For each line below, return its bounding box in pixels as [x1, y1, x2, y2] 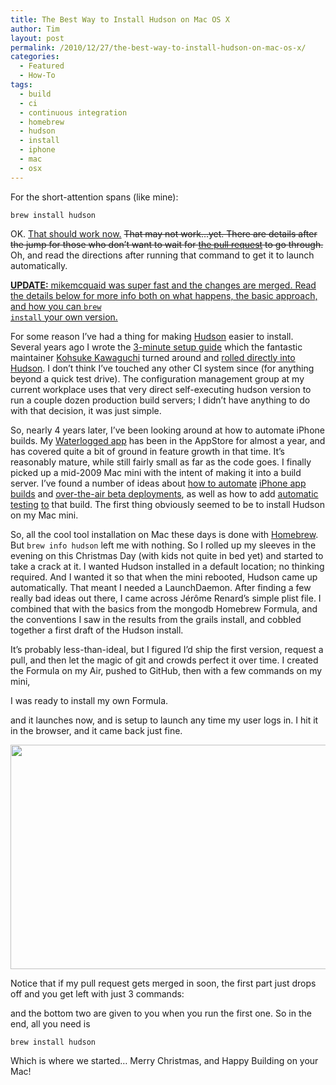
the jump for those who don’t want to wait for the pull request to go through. [10, 238, 324, 250]
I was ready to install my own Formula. [10, 694, 169, 706]
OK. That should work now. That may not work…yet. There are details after [10, 227, 318, 240]
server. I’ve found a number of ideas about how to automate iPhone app [10, 477, 307, 489]
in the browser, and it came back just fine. [10, 724, 183, 736]
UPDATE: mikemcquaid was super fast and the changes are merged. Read [10, 279, 317, 291]
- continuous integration [19, 107, 128, 118]
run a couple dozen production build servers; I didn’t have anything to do [10, 394, 311, 406]
